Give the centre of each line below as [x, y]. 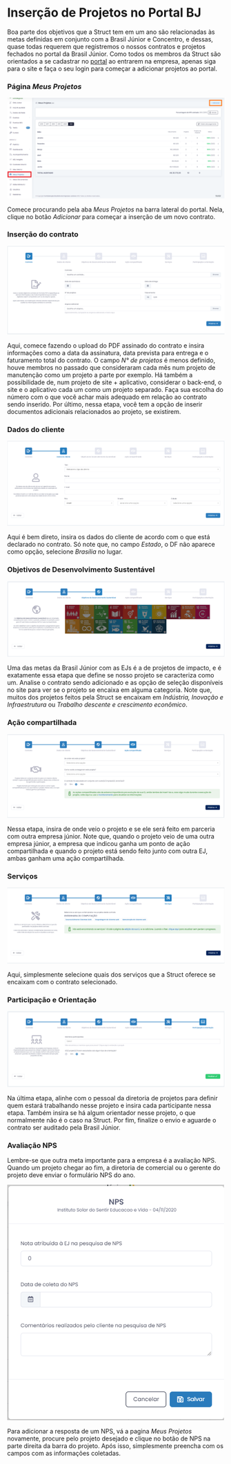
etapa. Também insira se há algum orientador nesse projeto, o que [102, 1113]
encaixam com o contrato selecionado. [62, 982]
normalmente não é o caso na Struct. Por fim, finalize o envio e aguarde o [112, 1120]
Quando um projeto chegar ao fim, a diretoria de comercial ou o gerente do [114, 1168]
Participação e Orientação [52, 1000]
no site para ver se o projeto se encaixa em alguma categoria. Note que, [110, 690]
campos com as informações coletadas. [64, 1454]
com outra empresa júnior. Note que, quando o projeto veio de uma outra [111, 836]
